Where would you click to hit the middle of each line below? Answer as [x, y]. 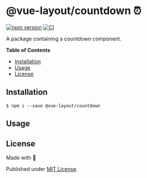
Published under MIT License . [42, 169]
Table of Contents [28, 50]
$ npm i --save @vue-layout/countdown [53, 106]
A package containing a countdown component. [64, 39]
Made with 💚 [21, 158]
